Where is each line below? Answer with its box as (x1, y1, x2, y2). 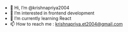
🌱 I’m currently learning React (10, 15, 72, 21)
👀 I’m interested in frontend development (10, 10, 94, 16)
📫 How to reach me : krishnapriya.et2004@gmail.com (10, 21, 123, 27)
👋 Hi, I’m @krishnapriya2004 (10, 5, 70, 10)
